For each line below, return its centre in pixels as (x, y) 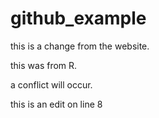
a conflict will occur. (51, 84)
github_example (78, 18)
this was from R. (44, 65)
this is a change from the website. (80, 46)
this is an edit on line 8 (56, 104)
